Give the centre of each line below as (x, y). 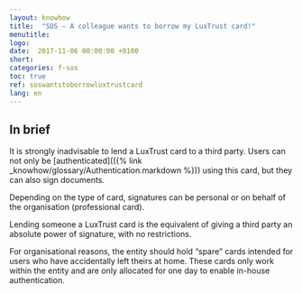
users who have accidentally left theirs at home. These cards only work (142, 261)
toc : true (28, 77)
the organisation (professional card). (77, 207)
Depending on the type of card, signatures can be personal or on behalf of (148, 197)
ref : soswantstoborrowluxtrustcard (76, 85)
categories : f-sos (44, 69)
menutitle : (30, 34)
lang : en (26, 93)
